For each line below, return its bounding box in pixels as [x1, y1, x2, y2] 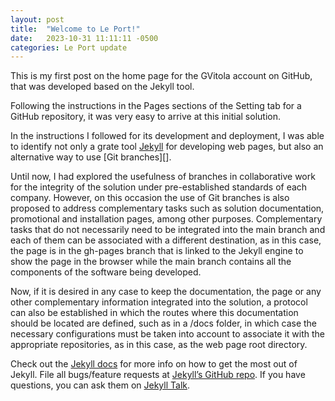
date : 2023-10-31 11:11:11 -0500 [10, 33, 159, 43]
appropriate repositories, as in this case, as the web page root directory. [10, 339, 308, 351]
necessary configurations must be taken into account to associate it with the [10, 328, 326, 340]
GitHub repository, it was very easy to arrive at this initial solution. [10, 111, 281, 123]
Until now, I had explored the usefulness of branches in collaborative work [10, 171, 316, 183]
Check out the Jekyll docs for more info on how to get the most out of [10, 358, 298, 370]
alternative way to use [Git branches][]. [10, 151, 172, 163]
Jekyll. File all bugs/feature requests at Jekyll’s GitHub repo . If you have [10, 369, 306, 381]
